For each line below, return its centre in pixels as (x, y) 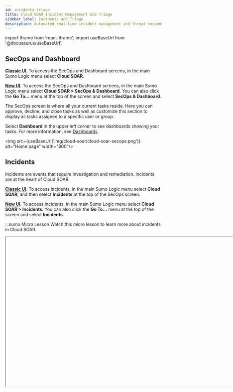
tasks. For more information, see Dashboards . (52, 131)
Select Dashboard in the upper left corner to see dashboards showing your (82, 126)
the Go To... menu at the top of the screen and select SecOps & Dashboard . (83, 96)
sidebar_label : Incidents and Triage (44, 19)
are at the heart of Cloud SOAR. (38, 179)
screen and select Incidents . (35, 214)
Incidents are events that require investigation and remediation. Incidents (80, 174)
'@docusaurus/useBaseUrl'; (34, 43)
